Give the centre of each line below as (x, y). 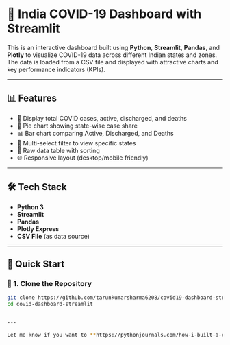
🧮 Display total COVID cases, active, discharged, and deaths (102, 118)
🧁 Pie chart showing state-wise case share (77, 126)
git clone (21, 298)
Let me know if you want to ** (52, 335)
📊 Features (32, 98)
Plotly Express (38, 228)
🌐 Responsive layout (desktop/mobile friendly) (82, 158)
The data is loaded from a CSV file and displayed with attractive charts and (113, 62)
